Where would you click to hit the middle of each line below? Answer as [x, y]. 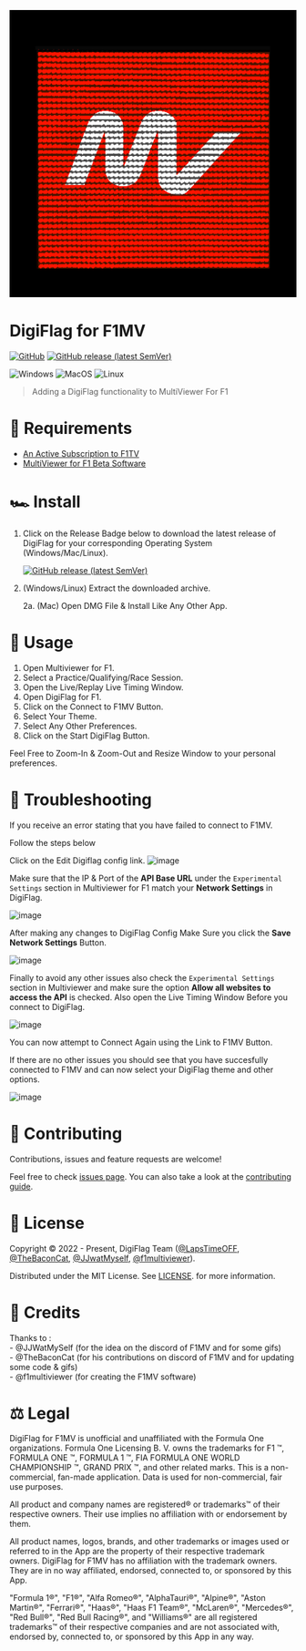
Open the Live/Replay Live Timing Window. [103, 687]
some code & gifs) [44, 1367]
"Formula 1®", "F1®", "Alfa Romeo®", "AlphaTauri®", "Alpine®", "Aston [138, 1598]
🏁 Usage [41, 643]
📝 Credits [45, 1312]
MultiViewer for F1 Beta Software [84, 463]
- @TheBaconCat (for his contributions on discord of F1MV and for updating [152, 1357]
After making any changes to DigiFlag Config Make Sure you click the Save [150, 933]
